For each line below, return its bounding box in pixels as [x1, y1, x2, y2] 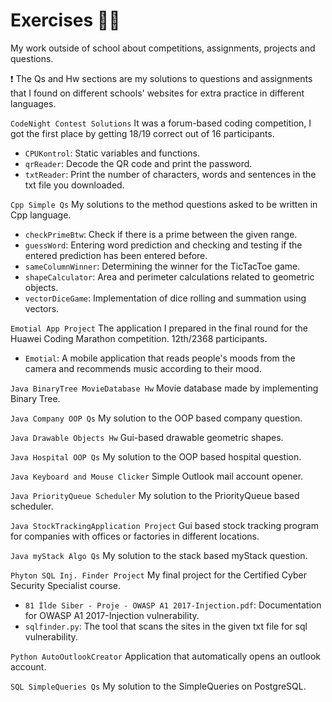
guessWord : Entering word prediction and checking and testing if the [24, 239, 303, 251]
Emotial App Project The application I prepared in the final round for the [10, 322, 308, 334]
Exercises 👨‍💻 [10, 9, 121, 32]
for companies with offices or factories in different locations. [10, 530, 260, 542]
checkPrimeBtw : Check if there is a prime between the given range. [24, 228, 298, 240]
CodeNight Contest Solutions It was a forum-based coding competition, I [10, 117, 312, 129]
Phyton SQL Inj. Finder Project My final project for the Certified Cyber [10, 569, 307, 581]
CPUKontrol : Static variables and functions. [24, 147, 200, 159]
